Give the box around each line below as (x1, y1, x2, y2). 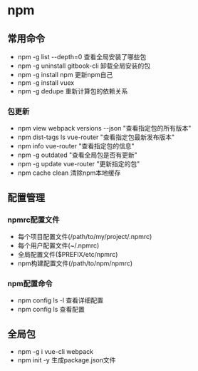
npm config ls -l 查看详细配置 (17, 296, 104, 305)
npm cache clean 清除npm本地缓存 (17, 168, 121, 177)
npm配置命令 (7, 278, 53, 288)
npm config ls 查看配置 (17, 305, 85, 314)
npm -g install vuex (17, 78, 75, 87)
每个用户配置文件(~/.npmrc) (17, 241, 100, 250)
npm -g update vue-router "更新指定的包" (17, 160, 140, 168)
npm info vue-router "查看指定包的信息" (17, 142, 135, 151)
